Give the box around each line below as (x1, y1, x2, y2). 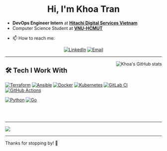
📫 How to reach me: (12, 35, 55, 41)
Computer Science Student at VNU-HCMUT (12, 25, 103, 31)
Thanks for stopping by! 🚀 (5, 140, 58, 146)
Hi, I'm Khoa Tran (47, 3, 120, 15)
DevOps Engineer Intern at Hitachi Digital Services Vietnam (12, 20, 138, 26)
